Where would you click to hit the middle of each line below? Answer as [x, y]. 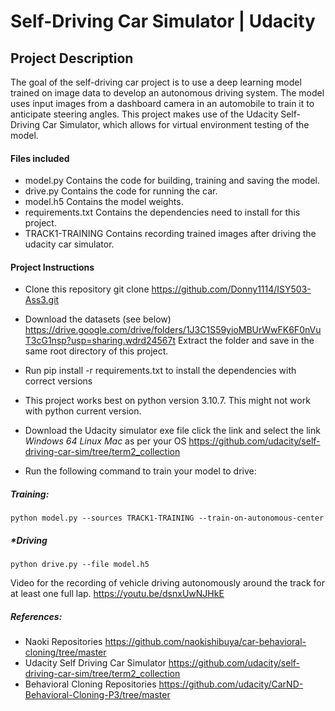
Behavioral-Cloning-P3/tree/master [97, 695]
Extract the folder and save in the [246, 341]
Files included [40, 158]
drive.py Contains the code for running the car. [121, 191]
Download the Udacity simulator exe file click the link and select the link [172, 431]
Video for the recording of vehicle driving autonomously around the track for [168, 583]
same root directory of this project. [96, 351]
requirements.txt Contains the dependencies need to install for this [162, 212]
